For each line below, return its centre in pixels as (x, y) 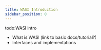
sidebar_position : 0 (26, 14)
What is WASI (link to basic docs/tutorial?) (54, 37)
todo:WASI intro (21, 28)
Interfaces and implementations (44, 42)
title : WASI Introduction (31, 9)
